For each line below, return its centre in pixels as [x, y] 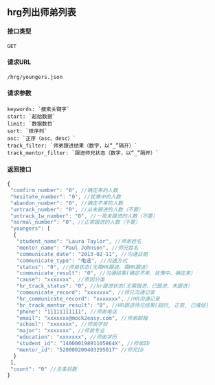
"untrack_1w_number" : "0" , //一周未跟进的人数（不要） [84, 216]
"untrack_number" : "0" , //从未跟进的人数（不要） [77, 209]
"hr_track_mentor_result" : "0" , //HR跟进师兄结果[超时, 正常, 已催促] [113, 305]
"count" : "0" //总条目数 [44, 369]
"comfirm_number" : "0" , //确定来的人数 [64, 191]
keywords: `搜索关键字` [38, 109]
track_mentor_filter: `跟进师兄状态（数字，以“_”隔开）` [83, 153]
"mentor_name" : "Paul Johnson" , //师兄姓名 [77, 248]
